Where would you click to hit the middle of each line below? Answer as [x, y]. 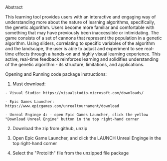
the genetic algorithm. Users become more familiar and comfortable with [80, 27]
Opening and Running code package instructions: [56, 74]
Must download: [29, 84]
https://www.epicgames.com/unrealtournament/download [62, 106]
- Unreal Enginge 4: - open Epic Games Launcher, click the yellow [77, 115]
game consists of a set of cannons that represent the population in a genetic [83, 38]
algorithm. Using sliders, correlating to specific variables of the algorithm [80, 43]
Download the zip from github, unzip [50, 128]
